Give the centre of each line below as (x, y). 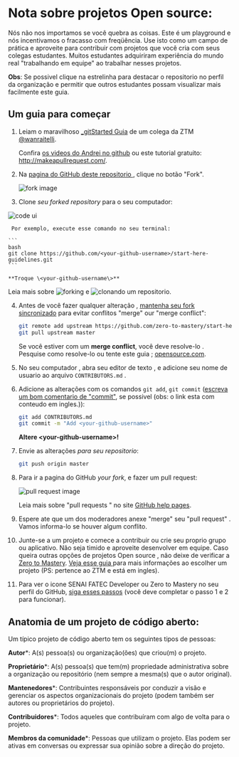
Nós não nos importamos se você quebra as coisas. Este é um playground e (119, 33)
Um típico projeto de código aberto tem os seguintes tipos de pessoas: (112, 639)
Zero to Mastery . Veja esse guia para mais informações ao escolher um (123, 563)
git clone (23, 253)
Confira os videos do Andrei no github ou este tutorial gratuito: (110, 153)
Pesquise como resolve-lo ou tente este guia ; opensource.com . (112, 354)
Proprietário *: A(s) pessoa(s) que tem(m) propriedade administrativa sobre (118, 666)
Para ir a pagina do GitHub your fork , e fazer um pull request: (108, 477)
